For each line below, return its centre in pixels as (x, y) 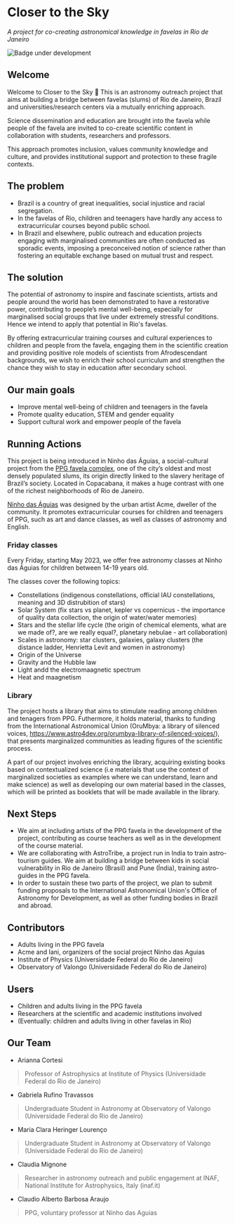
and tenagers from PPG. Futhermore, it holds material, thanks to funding (112, 718)
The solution (35, 278)
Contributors (36, 927)
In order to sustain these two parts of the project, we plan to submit (115, 883)
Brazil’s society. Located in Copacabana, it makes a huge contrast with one (116, 483)
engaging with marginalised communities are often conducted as (111, 241)
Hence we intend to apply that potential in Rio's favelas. (88, 324)
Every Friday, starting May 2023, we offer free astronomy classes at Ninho (115, 561)
